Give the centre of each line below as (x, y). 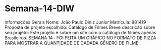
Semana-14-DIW (40, 9)
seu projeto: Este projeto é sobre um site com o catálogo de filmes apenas (80, 32)
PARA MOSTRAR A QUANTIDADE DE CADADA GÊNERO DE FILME (72, 43)
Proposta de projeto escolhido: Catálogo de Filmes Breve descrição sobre (80, 27)
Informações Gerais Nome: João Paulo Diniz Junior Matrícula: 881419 (75, 22)
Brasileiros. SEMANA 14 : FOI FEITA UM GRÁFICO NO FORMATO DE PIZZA (80, 38)
